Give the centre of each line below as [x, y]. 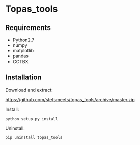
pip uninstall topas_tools [34, 137]
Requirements [28, 28]
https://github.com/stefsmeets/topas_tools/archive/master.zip [70, 99]
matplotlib [23, 51]
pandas [21, 56]
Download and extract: [29, 90]
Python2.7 [23, 40]
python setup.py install [32, 119]
